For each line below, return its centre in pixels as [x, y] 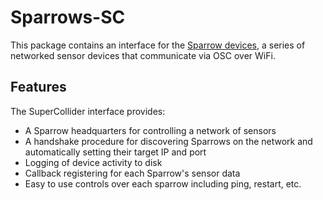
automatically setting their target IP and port [115, 152]
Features [38, 87]
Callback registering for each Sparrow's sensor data [132, 173]
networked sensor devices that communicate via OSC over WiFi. [143, 55]
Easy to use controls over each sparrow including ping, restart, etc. [163, 183]
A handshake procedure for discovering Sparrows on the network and [168, 141]
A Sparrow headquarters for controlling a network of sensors [150, 130]
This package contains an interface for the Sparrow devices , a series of [158, 45]
